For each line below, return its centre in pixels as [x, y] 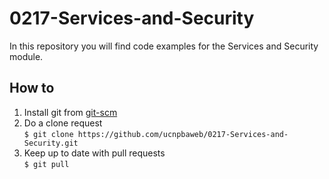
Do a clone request [63, 123]
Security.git [51, 143]
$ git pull [46, 164]
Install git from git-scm [70, 112]
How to [32, 88]
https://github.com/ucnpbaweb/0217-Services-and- [183, 134]
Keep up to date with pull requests [94, 153]
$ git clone [48, 134]
